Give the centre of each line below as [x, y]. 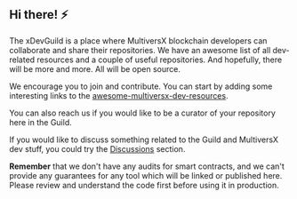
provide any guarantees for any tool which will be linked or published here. [146, 175]
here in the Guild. [41, 122]
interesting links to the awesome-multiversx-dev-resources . [119, 95]
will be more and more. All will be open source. [95, 68]
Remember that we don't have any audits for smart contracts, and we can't [147, 166]
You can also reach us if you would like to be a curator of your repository [142, 113]
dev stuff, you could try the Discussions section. [97, 148]
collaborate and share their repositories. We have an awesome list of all [140, 50]
